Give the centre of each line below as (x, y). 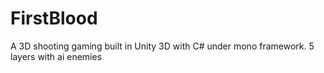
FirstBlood (54, 18)
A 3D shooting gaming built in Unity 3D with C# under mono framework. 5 (162, 46)
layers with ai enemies (56, 56)
